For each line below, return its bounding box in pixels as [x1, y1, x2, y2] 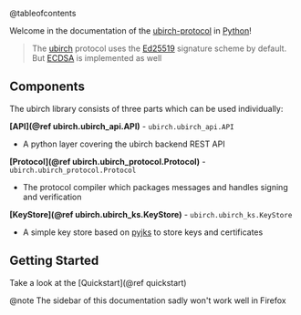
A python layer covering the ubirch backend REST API [22, 138, 225, 149]
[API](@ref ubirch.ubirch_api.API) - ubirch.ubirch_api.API [9, 120, 234, 131]
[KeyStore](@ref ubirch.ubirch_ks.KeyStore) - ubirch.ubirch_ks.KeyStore [9, 208, 293, 219]
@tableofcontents [9, 8, 77, 18]
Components [9, 79, 85, 95]
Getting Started [9, 253, 99, 269]
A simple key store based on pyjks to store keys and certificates [22, 227, 264, 238]
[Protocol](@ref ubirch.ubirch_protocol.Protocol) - [9, 156, 206, 167]
